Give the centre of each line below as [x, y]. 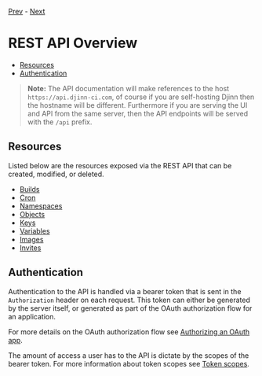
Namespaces [41, 206]
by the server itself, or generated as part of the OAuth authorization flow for [130, 308]
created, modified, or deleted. [56, 174]
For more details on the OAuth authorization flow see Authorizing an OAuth [129, 332]
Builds [29, 189]
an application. [32, 316]
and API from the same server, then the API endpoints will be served [138, 113]
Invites [30, 248]
